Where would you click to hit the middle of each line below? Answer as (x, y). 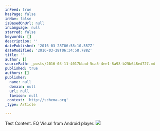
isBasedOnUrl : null (25, 23)
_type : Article (20, 105)
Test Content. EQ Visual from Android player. (50, 123)
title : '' (15, 55)
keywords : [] (18, 37)
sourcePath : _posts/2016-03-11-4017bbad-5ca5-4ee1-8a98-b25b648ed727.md (80, 64)
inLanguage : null (23, 28)
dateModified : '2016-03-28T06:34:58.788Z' (49, 50)
